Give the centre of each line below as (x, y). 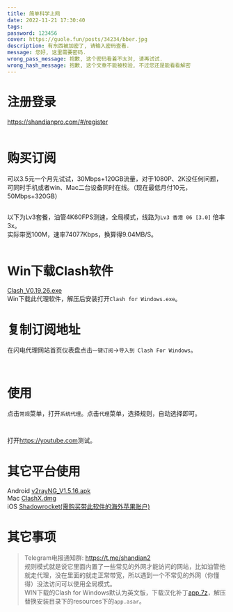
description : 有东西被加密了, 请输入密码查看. (69, 46)
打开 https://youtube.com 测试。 (52, 441)
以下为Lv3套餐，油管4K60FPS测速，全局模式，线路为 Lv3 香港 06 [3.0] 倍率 (116, 217)
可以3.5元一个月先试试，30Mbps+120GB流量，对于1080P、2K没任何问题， (115, 179)
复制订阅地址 (44, 329)
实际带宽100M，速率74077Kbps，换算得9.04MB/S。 (82, 234)
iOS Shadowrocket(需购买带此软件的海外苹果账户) (79, 507)
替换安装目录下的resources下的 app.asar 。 (85, 602)
